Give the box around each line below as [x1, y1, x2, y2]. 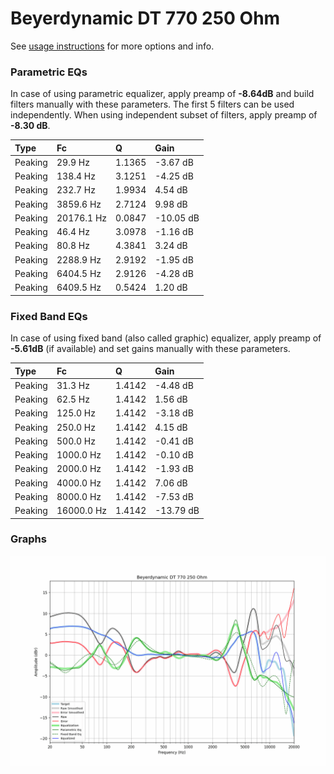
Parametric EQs [10, 65, 88, 79]
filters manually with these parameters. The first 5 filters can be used [10, 98, 295, 111]
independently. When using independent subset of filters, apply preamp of [10, 109, 318, 121]
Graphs [10, 532, 47, 546]
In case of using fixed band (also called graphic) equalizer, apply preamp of [10, 332, 322, 344]
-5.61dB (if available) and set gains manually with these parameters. [10, 343, 291, 355]
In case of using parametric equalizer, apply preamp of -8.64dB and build [10, 88, 315, 100]
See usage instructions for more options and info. [10, 40, 215, 52]
